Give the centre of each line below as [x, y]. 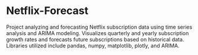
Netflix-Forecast [47, 11]
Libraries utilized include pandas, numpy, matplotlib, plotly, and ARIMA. [93, 46]
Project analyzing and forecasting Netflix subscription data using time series [99, 27]
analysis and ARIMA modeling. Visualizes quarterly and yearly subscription [98, 33]
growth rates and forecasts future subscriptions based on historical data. [95, 39]
